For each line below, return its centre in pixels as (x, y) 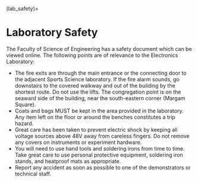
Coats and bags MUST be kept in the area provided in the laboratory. (99, 111)
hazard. (24, 123)
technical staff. (33, 174)
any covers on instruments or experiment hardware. (78, 142)
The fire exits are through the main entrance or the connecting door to (100, 73)
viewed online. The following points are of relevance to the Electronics (92, 55)
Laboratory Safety (52, 33)
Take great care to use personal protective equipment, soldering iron (99, 155)
